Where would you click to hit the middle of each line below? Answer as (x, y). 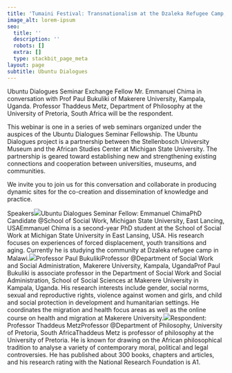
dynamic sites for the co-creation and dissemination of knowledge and (108, 192)
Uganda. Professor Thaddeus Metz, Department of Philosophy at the (105, 106)
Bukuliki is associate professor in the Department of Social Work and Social (114, 273)
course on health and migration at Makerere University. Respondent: (107, 318)
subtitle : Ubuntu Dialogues (48, 71)
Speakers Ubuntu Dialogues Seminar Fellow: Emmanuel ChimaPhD (105, 213)
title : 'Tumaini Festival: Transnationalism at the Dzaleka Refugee (108, 13)
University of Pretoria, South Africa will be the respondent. (90, 113)
